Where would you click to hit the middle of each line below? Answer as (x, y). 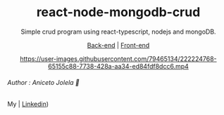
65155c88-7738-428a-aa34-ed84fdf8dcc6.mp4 (118, 66)
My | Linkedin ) (28, 104)
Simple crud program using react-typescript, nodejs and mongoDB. (118, 32)
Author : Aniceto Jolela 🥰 (43, 82)
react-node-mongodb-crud (118, 12)
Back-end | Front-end (118, 45)
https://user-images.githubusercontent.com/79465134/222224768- (118, 59)
